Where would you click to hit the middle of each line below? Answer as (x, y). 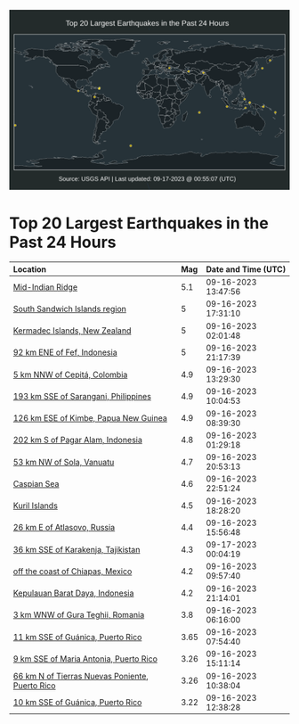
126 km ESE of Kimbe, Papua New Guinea (90, 418)
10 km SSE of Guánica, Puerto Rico (77, 703)
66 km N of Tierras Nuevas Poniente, (81, 676)
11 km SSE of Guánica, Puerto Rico (77, 637)
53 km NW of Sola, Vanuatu (64, 462)
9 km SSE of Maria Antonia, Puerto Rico (85, 658)
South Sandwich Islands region (70, 309)
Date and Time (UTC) (246, 269)
